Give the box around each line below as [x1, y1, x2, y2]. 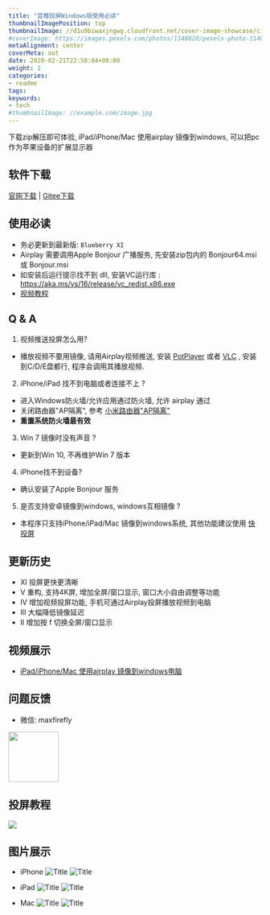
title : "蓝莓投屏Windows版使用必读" [8, 11, 121, 20]
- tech [8, 101, 31, 109]
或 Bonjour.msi [19, 259, 69, 270]
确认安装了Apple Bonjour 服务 [19, 484, 119, 494]
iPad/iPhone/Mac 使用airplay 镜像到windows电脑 [19, 666, 182, 676]
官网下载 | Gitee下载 [8, 191, 75, 200]
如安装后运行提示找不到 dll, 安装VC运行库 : [19, 270, 161, 279]
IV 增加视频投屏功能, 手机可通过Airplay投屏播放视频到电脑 [19, 597, 211, 608]
